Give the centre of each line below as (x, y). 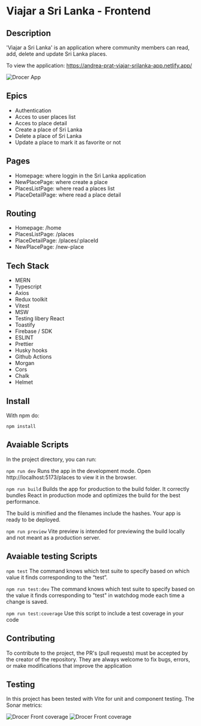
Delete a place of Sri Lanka (48, 135)
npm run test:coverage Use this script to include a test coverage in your (95, 613)
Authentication (33, 110)
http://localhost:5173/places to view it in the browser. (71, 477)
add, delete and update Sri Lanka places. (57, 54)
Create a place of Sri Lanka (49, 129)
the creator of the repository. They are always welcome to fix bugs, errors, (98, 659)
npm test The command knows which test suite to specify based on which (98, 571)
